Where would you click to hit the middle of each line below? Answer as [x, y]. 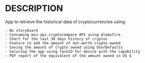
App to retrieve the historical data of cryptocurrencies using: [66, 22]
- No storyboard [21, 30]
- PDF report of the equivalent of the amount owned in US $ [68, 56]
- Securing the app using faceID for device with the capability [72, 51]
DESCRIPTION [34, 8]
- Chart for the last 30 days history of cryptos [56, 39]
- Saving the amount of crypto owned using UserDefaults [64, 47]
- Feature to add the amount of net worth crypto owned [63, 43]
